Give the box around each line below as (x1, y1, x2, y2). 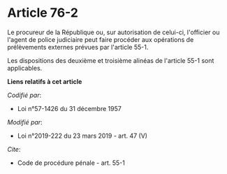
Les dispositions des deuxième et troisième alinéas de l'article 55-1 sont (7, 56, 214, 64)
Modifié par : (7, 117, 43, 126)
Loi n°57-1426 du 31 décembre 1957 (17, 104, 122, 113)
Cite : (7, 145, 21, 153)
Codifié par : (7, 91, 42, 99)
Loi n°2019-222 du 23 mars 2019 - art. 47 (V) (17, 131, 148, 140)
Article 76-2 (7, 5, 79, 21)
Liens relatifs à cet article (7, 77, 82, 85)
